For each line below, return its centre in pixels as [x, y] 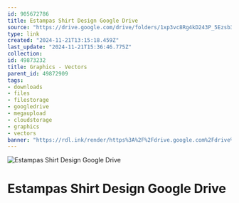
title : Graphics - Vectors [47, 67]
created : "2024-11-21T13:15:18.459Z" [63, 41]
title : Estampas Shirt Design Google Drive [73, 21]
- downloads [25, 87]
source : [19, 27]
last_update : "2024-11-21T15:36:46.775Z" [70, 47]
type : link [23, 34]
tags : [15, 80]
